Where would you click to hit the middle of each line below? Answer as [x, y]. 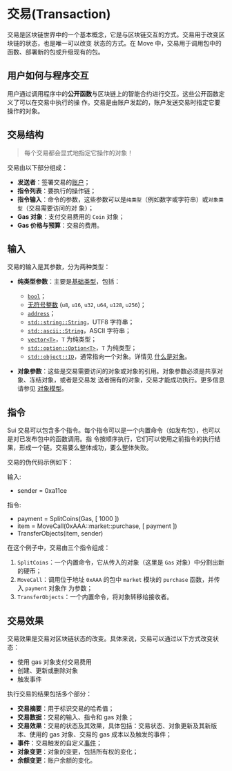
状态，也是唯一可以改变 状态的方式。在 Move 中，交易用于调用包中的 [124, 43]
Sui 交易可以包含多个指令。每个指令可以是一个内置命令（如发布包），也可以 [114, 430]
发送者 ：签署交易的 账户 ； [54, 182]
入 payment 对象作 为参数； [55, 588]
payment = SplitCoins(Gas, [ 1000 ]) [68, 519]
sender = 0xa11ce [42, 491]
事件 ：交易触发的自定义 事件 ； [59, 743]
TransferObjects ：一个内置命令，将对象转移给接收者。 [95, 597]
